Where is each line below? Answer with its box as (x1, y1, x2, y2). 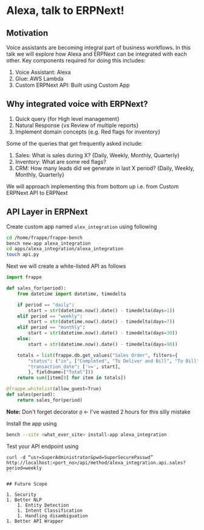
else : (17, 336, 32, 342)
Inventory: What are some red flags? (15, 158, 106, 165)
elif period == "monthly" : (17, 324, 86, 331)
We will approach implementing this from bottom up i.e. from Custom (6, 183, 179, 190)
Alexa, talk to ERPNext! (6, 4, 124, 18)
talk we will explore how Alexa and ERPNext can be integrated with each (6, 50, 187, 58)
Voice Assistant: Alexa (15, 69, 71, 76)
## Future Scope (6, 481, 47, 487)
